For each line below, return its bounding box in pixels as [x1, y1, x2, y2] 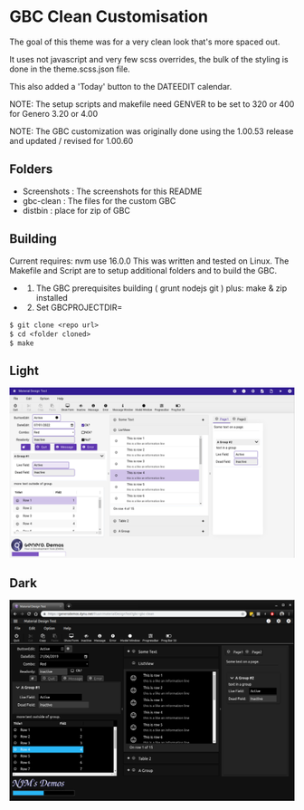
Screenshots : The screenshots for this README [22, 186, 203, 197]
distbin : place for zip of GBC [22, 205, 131, 216]
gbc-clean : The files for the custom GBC [22, 195, 176, 206]
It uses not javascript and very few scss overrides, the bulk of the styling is [9, 53, 289, 64]
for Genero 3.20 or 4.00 [9, 108, 98, 119]
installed [35, 292, 68, 303]
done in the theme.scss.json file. [9, 63, 131, 74]
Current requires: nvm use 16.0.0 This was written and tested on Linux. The [9, 256, 290, 266]
